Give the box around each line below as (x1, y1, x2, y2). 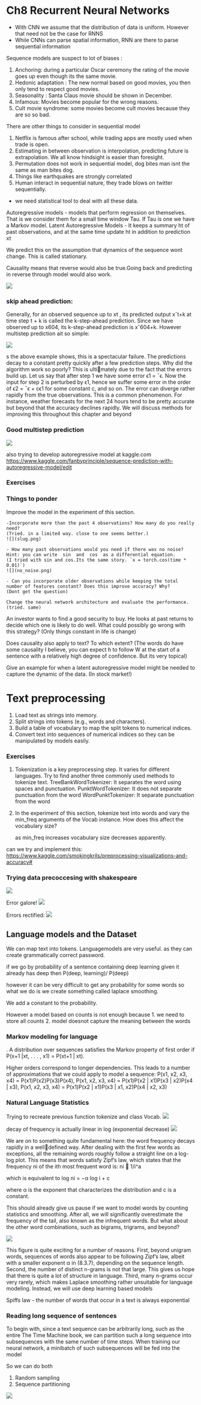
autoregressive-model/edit (6, 464, 72, 471)
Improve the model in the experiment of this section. (6, 508, 136, 515)
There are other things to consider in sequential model (6, 122, 141, 130)
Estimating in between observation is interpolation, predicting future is (14, 147, 189, 154)
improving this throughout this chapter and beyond (6, 410, 132, 418)
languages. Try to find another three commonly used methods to (14, 772, 175, 779)
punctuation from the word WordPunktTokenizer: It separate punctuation (14, 791, 194, 799)
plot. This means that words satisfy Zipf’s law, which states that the (15, 1156, 181, 1163)
